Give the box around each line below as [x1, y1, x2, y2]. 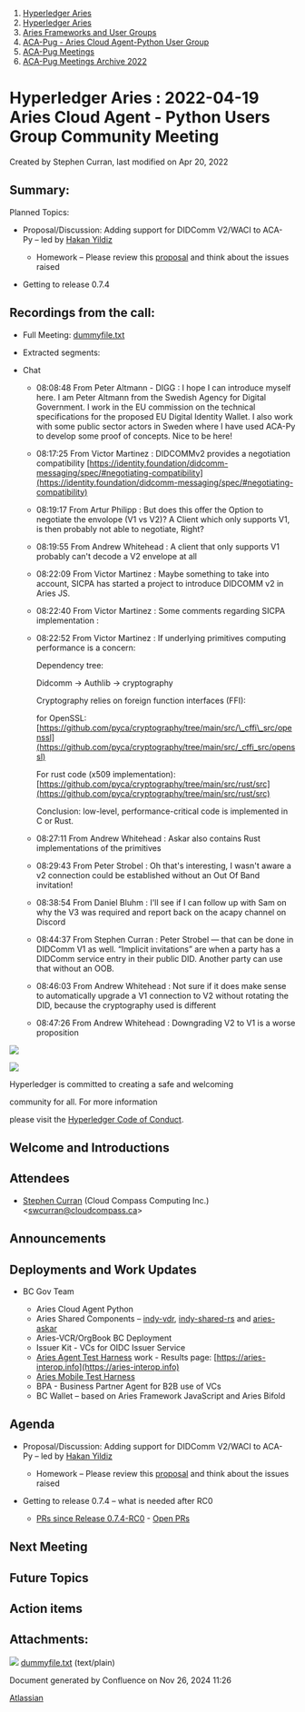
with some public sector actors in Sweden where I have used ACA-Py [35, 421, 296, 431]
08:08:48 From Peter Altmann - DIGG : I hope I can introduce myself [35, 381, 291, 393]
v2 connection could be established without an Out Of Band [35, 869, 261, 880]
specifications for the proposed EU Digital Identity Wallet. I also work [35, 411, 293, 421]
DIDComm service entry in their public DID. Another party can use [35, 953, 283, 964]
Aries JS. [35, 588, 71, 599]
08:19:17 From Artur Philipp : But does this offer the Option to [35, 504, 264, 515]
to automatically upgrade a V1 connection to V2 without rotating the [35, 990, 289, 1001]
